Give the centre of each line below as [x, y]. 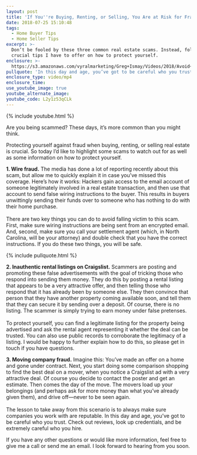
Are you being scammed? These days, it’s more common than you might [93, 127]
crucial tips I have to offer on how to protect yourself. [85, 55]
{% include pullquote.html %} [42, 255]
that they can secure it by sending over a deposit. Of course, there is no [93, 304]
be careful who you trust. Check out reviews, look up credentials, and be [94, 422]
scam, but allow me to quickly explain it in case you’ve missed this [86, 175]
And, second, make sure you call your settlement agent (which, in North [93, 231]
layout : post [22, 11]
